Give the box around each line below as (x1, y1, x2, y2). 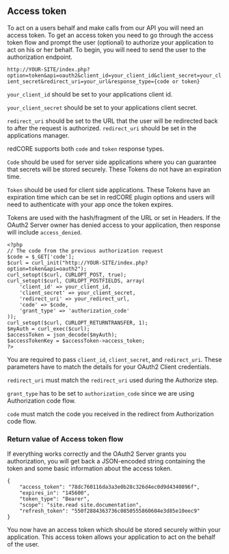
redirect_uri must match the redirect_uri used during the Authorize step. (7, 376, 219, 384)
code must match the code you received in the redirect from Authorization (7, 409, 214, 418)
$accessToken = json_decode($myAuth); (7, 331, 118, 338)
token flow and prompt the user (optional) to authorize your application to (7, 38, 214, 47)
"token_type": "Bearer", (19, 496, 90, 503)
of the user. (7, 540, 40, 549)
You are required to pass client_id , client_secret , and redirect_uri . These (7, 355, 222, 363)
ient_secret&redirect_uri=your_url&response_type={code (7, 78, 170, 85)
